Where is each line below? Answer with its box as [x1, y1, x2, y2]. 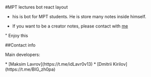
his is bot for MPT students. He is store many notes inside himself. [12, 14, 147, 19]
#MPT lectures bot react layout [5, 4, 68, 10]
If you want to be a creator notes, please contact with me [12, 23, 128, 29]
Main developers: [5, 51, 40, 57]
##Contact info [5, 42, 36, 48]
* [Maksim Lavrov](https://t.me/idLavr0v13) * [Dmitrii [5, 61, 112, 67]
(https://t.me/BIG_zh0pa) [5, 66, 56, 72]
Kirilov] [113, 61, 128, 67]
